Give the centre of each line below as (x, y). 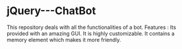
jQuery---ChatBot (51, 11)
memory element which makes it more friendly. (64, 40)
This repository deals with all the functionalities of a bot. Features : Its (92, 27)
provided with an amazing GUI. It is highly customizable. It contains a (91, 33)
